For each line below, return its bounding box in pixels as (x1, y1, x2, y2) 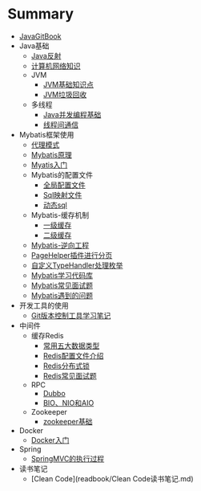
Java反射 (30, 51, 62, 60)
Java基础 (18, 41, 50, 51)
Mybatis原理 (30, 149, 73, 159)
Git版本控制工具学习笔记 (30, 310, 111, 320)
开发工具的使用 (18, 301, 69, 310)
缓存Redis (30, 330, 64, 340)
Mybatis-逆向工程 (30, 240, 90, 250)
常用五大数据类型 (42, 341, 100, 350)
